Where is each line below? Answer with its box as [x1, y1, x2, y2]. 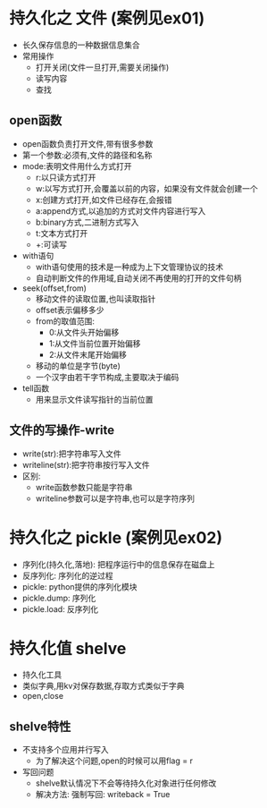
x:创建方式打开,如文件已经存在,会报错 [35, 194, 172, 205]
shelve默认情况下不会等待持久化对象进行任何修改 [35, 778, 217, 788]
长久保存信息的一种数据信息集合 [21, 39, 140, 50]
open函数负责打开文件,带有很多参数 [21, 138, 154, 149]
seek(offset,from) [21, 283, 88, 293]
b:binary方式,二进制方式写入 [35, 217, 139, 227]
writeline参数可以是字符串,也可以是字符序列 [35, 493, 195, 504]
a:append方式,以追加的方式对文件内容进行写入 [35, 205, 206, 216]
